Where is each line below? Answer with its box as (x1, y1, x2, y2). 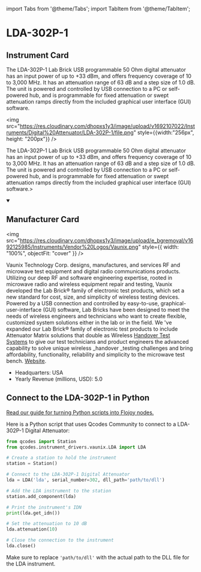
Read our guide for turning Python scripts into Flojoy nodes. (6, 409, 154, 416)
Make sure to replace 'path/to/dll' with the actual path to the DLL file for (6, 553, 190, 561)
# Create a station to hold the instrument (6, 455, 117, 461)
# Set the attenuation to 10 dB (6, 521, 87, 527)
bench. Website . (6, 357, 47, 364)
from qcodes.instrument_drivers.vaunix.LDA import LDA (6, 444, 146, 450)
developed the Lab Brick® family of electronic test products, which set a (6, 287, 185, 294)
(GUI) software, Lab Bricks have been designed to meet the (43, 306, 190, 313)
